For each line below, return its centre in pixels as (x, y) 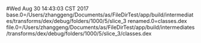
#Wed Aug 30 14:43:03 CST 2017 (47, 9)
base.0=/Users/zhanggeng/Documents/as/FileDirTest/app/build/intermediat (100, 15)
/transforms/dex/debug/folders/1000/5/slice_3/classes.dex (79, 34)
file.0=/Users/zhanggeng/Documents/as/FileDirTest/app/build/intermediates (100, 27)
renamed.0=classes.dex (157, 21)
